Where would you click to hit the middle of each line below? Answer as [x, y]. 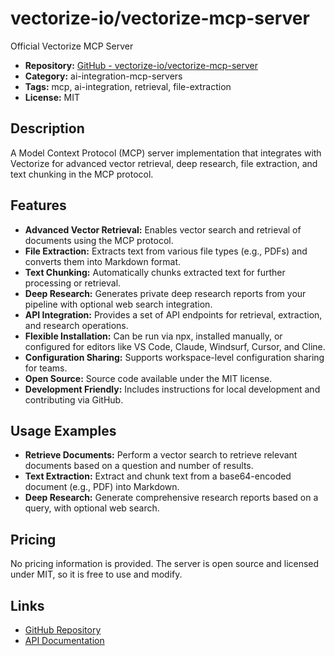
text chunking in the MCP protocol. [82, 174]
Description [47, 128]
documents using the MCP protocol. [99, 240]
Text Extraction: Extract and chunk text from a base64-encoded [158, 476]
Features [38, 205]
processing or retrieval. [73, 283]
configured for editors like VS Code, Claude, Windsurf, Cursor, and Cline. [175, 346]
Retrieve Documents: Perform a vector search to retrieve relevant [161, 455]
